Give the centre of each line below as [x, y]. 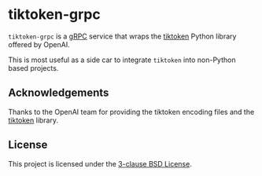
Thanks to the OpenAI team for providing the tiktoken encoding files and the [131, 112]
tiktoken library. [33, 120]
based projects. [33, 68]
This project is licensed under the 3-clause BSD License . [100, 163]
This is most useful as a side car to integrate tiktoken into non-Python [122, 60]
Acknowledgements [59, 93]
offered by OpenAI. [39, 44]
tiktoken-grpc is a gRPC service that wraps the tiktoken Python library [122, 36]
